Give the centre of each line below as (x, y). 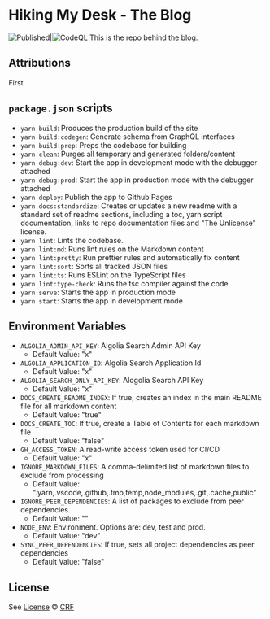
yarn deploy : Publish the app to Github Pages (96, 197)
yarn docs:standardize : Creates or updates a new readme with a (128, 206)
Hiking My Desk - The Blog (100, 15)
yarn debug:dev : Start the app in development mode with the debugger (139, 162)
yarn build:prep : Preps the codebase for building (103, 145)
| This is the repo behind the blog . (124, 37)
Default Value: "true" (67, 415)
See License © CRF (41, 607)
